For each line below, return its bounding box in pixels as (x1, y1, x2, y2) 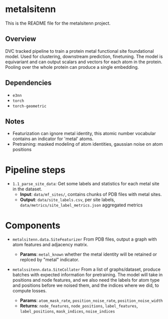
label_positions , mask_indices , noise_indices (20, 308, 115, 314)
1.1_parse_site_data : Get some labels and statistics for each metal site (12, 181, 159, 187)
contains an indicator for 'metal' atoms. (12, 136, 94, 142)
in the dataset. (12, 186, 43, 192)
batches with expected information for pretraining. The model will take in (12, 272, 163, 278)
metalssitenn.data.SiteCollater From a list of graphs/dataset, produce (12, 266, 161, 272)
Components (5, 220, 61, 231)
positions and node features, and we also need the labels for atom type (12, 277, 160, 283)
